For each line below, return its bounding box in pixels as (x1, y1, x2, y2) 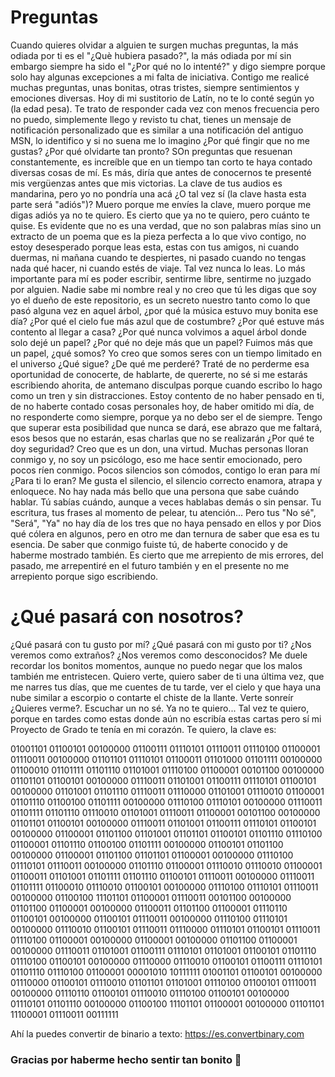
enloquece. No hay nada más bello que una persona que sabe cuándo (10, 485, 300, 497)
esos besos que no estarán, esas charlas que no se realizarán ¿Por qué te (10, 432, 315, 444)
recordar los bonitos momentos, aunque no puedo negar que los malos (10, 659, 303, 671)
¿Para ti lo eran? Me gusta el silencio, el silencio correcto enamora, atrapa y (10, 474, 323, 486)
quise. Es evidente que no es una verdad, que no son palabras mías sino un (10, 219, 322, 231)
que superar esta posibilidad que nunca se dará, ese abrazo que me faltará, (10, 421, 323, 433)
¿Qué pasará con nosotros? (10, 606, 244, 628)
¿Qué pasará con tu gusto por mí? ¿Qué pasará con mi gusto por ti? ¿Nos (10, 638, 312, 650)
